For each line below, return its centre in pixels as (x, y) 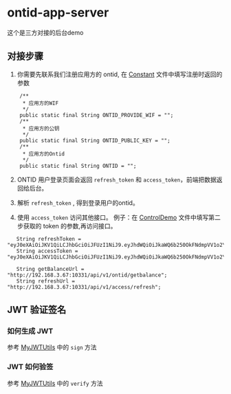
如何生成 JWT (30, 331)
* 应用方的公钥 (41, 129)
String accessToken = (47, 251)
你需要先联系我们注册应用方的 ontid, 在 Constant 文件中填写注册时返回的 (120, 74)
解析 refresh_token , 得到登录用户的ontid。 (78, 203)
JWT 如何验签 (30, 367)
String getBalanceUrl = (50, 269)
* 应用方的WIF (41, 103)
